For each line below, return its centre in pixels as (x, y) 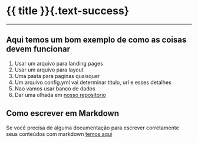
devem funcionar (38, 49)
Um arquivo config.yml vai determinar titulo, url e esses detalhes (93, 82)
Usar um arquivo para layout (49, 70)
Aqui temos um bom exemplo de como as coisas (96, 40)
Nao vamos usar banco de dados (55, 88)
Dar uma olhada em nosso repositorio (60, 95)
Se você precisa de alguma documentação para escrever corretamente (93, 128)
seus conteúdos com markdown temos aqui (59, 134)
